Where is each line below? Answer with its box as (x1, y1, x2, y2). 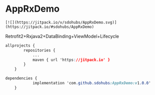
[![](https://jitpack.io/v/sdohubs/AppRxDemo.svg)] (5, 20, 117, 25)
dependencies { (5, 76, 38, 81)
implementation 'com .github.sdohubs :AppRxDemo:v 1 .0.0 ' (32, 81, 151, 86)
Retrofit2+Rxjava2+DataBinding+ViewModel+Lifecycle (5, 33, 119, 39)
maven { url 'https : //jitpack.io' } (32, 57, 110, 62)
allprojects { (5, 43, 36, 48)
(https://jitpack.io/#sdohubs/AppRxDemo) (5, 24, 95, 29)
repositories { (23, 48, 56, 53)
